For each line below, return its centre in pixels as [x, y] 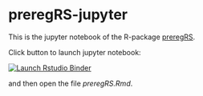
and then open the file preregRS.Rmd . [71, 83]
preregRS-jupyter [68, 15]
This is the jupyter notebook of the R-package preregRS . [102, 37]
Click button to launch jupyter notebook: [75, 52]
